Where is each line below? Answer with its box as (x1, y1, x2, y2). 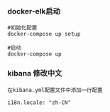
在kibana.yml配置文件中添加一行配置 (7, 86, 103, 93)
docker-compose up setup (7, 31, 81, 38)
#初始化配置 (7, 24, 38, 31)
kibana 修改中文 (7, 68, 62, 78)
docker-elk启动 (7, 6, 60, 16)
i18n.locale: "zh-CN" (7, 98, 72, 106)
